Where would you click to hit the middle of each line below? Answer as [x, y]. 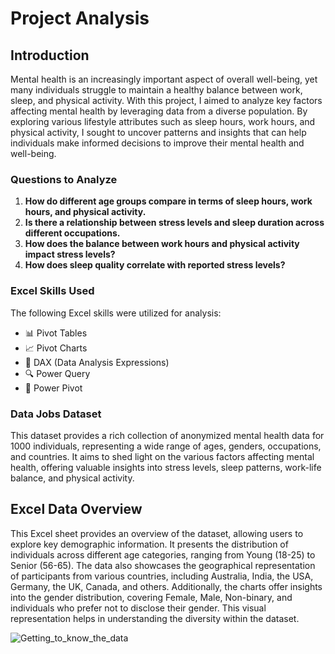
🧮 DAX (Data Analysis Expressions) [97, 362]
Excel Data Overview [76, 509]
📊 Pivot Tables [56, 333]
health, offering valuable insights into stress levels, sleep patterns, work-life [166, 467]
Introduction [50, 55]
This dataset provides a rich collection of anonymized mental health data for [167, 435]
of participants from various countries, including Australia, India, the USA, [162, 576]
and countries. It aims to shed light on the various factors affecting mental [162, 456]
